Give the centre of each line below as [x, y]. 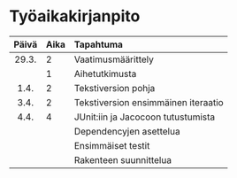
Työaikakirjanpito [75, 16]
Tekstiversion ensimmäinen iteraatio [149, 102]
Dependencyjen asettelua [127, 131]
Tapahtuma [99, 44]
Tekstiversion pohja [115, 88]
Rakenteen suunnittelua [123, 159]
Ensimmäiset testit [112, 145]
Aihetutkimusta [105, 74]
